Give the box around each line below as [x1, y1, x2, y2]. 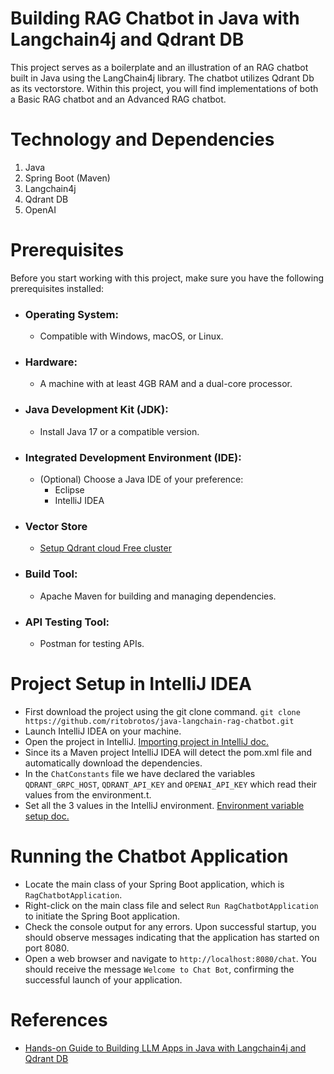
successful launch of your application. [24, 973, 183, 986]
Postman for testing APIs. [39, 637, 145, 649]
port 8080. [24, 942, 70, 954]
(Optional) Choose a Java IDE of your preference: [39, 473, 244, 485]
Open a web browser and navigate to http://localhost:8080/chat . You [24, 952, 317, 964]
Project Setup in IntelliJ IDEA [10, 673, 252, 696]
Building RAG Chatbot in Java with [10, 7, 300, 30]
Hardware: [24, 355, 78, 369]
